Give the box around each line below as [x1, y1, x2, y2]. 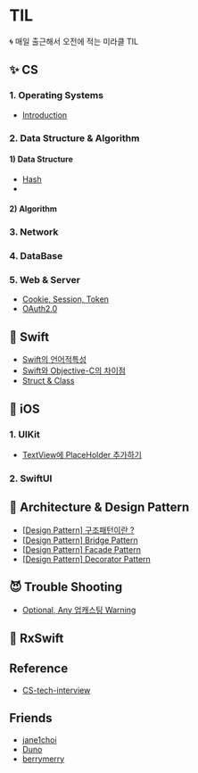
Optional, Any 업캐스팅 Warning [21, 604, 136, 615]
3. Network [9, 226, 59, 238]
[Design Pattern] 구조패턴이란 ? [21, 524, 135, 536]
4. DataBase [9, 250, 63, 262]
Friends [9, 711, 53, 726]
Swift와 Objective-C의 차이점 [21, 365, 127, 376]
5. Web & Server [9, 274, 80, 287]
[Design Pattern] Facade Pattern [21, 544, 141, 554]
